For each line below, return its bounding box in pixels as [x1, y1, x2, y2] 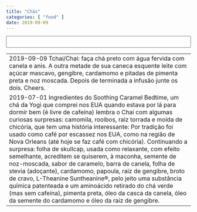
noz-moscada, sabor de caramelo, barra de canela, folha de [9, 160, 175, 168]
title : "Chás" [6, 8, 41, 15]
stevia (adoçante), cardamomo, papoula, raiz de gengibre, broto [9, 167, 185, 175]
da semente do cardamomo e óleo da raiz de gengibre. [9, 197, 160, 205]
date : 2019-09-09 [6, 19, 49, 25]
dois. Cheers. [9, 84, 46, 92]
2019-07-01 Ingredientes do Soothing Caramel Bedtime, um [9, 94, 179, 102]
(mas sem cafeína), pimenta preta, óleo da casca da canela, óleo [9, 189, 187, 197]
